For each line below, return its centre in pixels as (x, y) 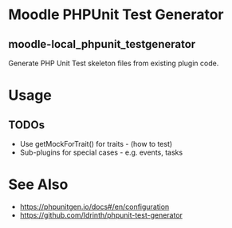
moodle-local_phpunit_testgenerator (102, 44)
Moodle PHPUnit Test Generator (116, 15)
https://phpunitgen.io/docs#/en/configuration (94, 206)
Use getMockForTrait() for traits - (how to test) (96, 144)
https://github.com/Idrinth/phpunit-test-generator (101, 215)
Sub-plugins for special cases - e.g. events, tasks (101, 152)
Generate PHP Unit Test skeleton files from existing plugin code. (114, 63)
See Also (38, 185)
